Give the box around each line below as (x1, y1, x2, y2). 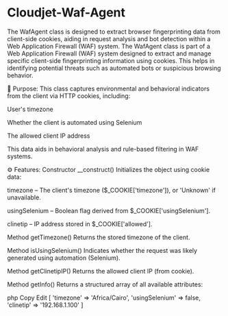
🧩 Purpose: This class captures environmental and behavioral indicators (7, 84, 210, 93)
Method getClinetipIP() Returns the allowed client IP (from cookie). (7, 267, 194, 275)
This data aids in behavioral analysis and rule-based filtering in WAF (7, 145, 199, 153)
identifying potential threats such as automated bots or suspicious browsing (7, 64, 221, 72)
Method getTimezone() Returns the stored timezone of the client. (7, 233, 190, 241)
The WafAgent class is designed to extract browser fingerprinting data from (7, 27, 220, 36)
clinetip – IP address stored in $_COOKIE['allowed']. (7, 219, 153, 228)
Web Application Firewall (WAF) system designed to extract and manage (7, 49, 212, 58)
